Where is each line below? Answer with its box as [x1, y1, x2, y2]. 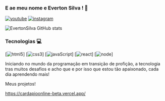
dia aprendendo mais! [5, 71, 50, 77]
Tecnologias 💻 [5, 38, 42, 45]
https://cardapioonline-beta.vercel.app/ [5, 90, 86, 96]
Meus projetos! [5, 81, 36, 87]
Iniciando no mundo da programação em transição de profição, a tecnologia [5, 60, 161, 66]
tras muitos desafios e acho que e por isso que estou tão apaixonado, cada [5, 66, 159, 72]
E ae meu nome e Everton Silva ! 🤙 [5, 4, 88, 11]
